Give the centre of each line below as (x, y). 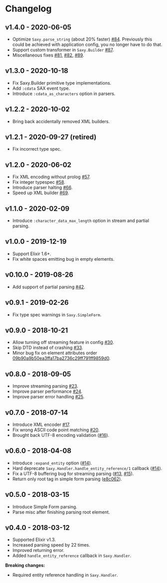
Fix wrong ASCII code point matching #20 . (56, 430)
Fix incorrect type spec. (37, 149)
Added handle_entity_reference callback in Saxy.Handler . (72, 555)
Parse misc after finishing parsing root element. (61, 512)
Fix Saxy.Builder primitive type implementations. (62, 83)
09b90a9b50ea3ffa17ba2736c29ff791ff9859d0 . (61, 358)
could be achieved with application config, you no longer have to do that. (87, 45)
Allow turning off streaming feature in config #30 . (63, 342)
